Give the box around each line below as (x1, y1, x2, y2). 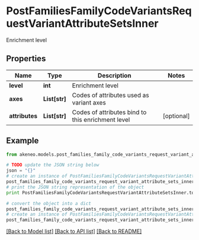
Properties (6, 53, 46, 64)
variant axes (72, 98, 107, 106)
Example (6, 135, 39, 146)
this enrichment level (72, 115, 130, 124)
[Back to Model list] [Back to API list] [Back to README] (6, 228, 142, 235)
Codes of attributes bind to (72, 108, 147, 116)
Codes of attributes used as (72, 91, 149, 99)
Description (97, 71, 131, 80)
